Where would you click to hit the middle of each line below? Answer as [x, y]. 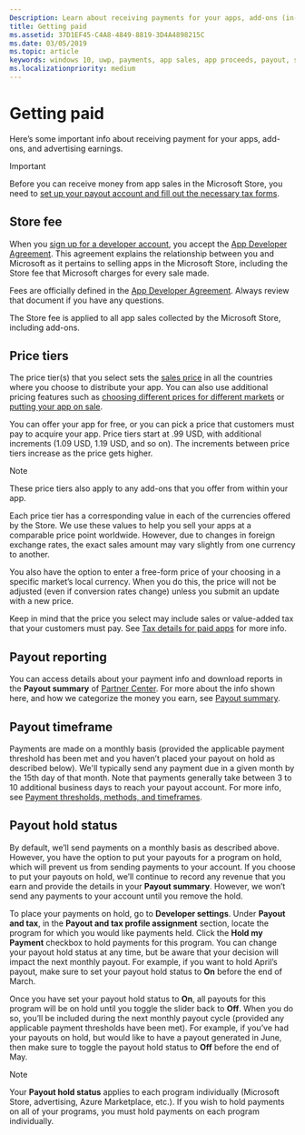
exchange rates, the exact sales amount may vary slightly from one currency [152, 545]
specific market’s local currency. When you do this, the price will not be [143, 582]
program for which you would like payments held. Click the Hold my [136, 932]
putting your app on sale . [56, 407]
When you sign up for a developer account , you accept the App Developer [148, 244]
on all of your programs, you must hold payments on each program [135, 1111]
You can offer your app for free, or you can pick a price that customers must [152, 425]
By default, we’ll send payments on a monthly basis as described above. [144, 848]
